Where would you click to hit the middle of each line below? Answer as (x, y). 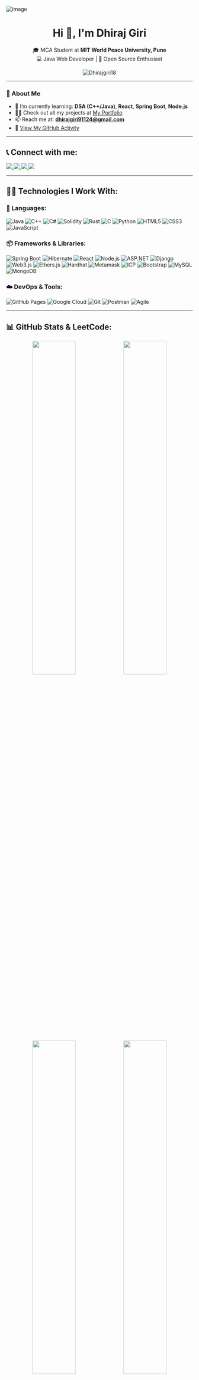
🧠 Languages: (26, 208)
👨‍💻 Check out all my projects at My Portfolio (68, 113)
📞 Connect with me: (42, 152)
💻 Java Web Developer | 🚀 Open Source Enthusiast (99, 59)
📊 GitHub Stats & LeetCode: (59, 327)
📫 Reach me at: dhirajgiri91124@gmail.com (69, 119)
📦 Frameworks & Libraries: (46, 243)
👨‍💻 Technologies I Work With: (62, 191)
